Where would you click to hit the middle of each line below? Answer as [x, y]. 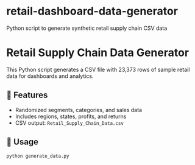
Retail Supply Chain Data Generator [98, 53]
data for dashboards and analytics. [50, 76]
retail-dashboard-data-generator [92, 11]
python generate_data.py [38, 156]
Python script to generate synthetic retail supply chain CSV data [87, 28]
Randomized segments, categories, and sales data [78, 110]
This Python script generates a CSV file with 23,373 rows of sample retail [98, 69]
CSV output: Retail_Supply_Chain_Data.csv [69, 122]
